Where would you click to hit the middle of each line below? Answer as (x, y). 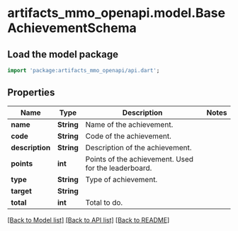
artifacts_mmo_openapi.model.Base (116, 13)
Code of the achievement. (128, 136)
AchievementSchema (72, 28)
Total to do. (104, 202)
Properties (31, 92)
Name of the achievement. (129, 124)
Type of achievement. (121, 179)
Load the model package (63, 54)
